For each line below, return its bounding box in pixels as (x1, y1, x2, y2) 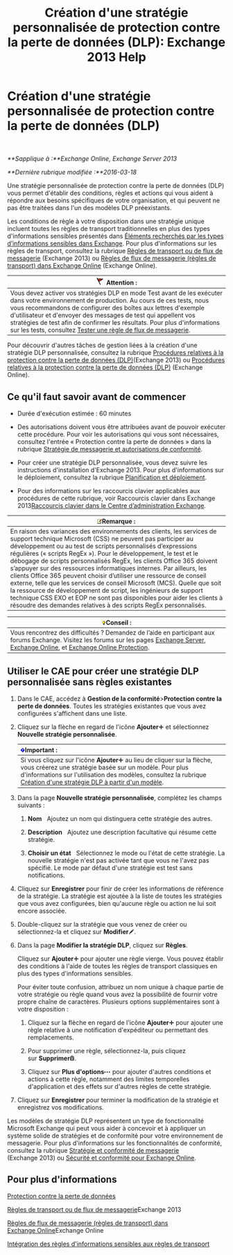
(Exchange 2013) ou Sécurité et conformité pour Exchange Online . (7, 1153, 196, 1162)
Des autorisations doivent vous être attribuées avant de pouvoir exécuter (17, 423, 226, 431)
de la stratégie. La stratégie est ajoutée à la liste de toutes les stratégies (17, 892, 223, 900)
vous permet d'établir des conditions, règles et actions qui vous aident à (7, 189, 214, 197)
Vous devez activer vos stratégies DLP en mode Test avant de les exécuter (10, 289, 223, 297)
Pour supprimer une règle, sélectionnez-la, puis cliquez (27, 1046, 186, 1055)
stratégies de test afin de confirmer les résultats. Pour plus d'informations (10, 318, 221, 326)
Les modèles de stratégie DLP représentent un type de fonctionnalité (7, 1117, 205, 1125)
